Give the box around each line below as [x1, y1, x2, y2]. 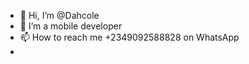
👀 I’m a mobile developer [19, 20, 123, 32]
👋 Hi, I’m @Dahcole [19, 10, 100, 21]
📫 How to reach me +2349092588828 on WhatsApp [19, 31, 240, 43]
